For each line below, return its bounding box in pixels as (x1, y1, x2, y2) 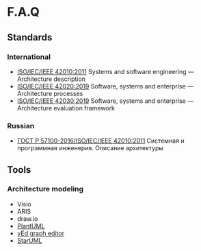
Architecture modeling (7, 184, 84, 194)
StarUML (16, 236, 42, 244)
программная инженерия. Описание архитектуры (16, 144, 164, 152)
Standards (7, 32, 53, 43)
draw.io (16, 214, 38, 223)
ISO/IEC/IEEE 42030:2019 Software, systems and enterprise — (16, 97, 193, 105)
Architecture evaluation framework (16, 104, 115, 112)
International (7, 52, 51, 62)
